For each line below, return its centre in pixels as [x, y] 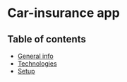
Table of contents [47, 39]
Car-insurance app [64, 13]
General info [36, 56]
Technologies [37, 64]
